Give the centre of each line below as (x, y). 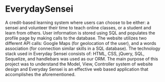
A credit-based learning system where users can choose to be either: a (77, 22)
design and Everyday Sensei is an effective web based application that (77, 69)
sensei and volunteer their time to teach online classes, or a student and (78, 27)
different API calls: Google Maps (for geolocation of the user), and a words (81, 43)
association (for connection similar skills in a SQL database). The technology (83, 48)
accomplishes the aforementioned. (40, 74)
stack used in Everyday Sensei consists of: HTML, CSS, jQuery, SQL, (75, 53)
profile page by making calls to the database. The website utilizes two (76, 38)
